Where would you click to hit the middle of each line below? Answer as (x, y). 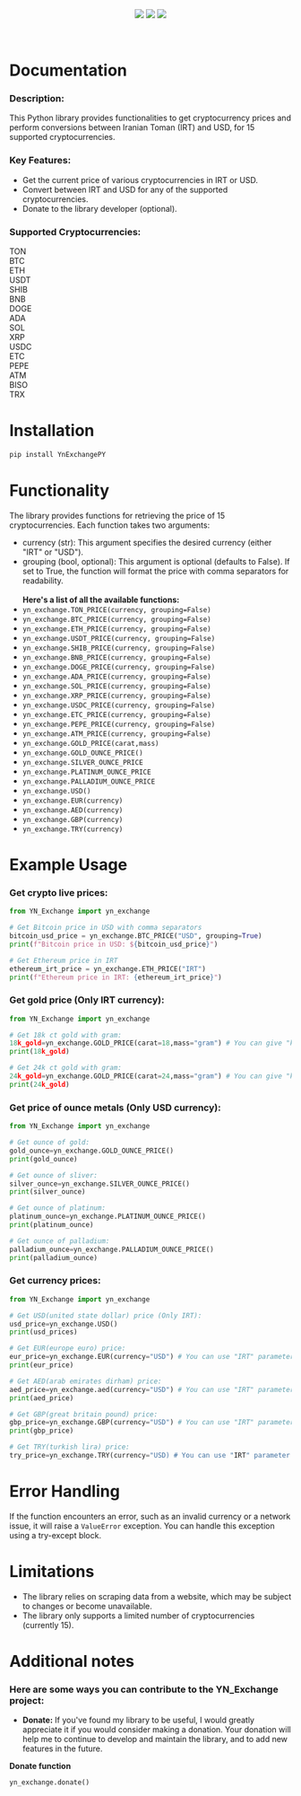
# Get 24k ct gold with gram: (66, 1068)
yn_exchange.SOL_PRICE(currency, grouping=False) (117, 686)
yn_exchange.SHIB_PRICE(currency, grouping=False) (119, 648)
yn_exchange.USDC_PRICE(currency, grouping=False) (119, 705)
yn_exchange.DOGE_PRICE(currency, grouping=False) (119, 667)
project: (27, 1700)
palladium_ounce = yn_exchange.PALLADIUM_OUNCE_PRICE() (112, 1249)
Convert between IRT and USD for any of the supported (125, 189)
